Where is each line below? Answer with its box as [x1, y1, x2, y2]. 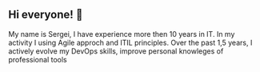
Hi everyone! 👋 [8, 8, 83, 22]
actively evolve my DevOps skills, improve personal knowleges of [8, 46, 224, 56]
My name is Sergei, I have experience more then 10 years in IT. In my [8, 29, 235, 38]
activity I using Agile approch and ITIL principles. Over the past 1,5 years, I [8, 38, 253, 47]
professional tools [8, 54, 67, 64]
